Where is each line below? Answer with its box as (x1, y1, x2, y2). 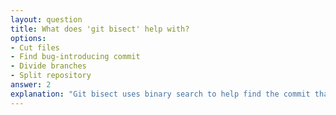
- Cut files (10, 42, 60, 53)
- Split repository (10, 71, 92, 81)
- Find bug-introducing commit (10, 52, 141, 62)
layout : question (10, 14, 83, 25)
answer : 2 (10, 80, 52, 90)
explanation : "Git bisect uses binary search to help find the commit (10, 89, 311, 99)
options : (10, 33, 47, 43)
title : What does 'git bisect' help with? (10, 24, 190, 34)
